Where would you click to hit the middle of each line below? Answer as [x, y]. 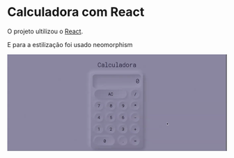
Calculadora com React [76, 12]
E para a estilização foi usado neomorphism [70, 44]
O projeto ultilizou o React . [45, 31]
